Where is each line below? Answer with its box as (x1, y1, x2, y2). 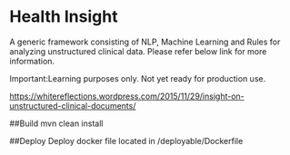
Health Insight (9, 6, 118, 27)
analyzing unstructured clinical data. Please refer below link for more (9, 45, 267, 56)
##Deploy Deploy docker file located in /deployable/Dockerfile (9, 135, 244, 146)
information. (9, 55, 55, 66)
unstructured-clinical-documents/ (9, 100, 136, 111)
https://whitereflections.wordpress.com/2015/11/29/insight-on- (9, 91, 245, 102)
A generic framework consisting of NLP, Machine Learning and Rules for (9, 36, 281, 47)
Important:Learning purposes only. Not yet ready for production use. (9, 73, 266, 83)
